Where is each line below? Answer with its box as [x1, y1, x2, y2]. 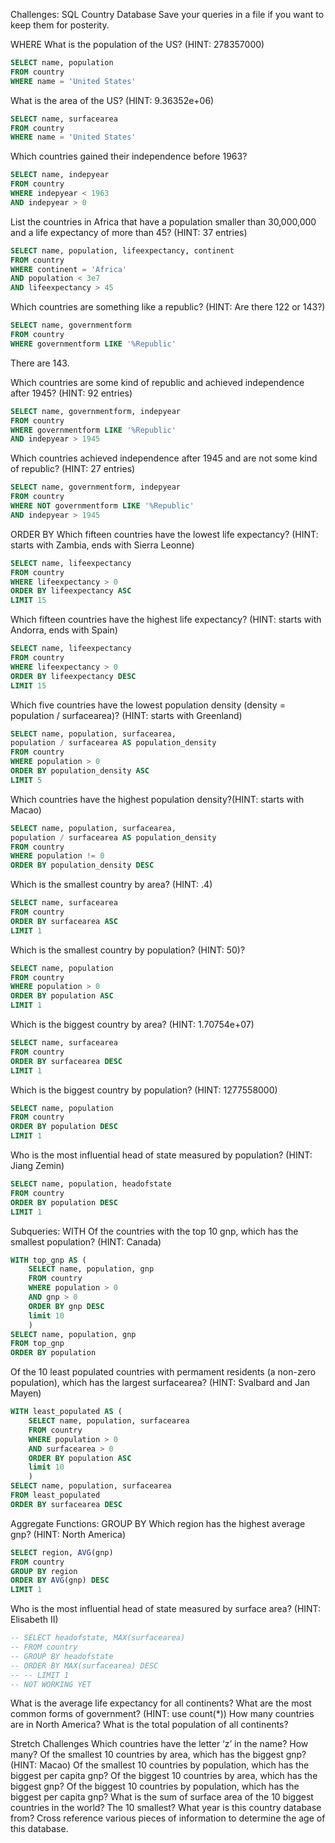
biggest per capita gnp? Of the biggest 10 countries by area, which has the [10, 1770, 318, 1782]
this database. [10, 1823, 69, 1835]
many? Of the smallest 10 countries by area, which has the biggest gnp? [10, 1749, 307, 1761]
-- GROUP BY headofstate [10, 1651, 114, 1661]
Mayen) [10, 1387, 42, 1399]
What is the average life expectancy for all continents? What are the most [10, 1697, 312, 1709]
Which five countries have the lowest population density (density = [10, 699, 286, 711]
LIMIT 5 [10, 775, 43, 785]
